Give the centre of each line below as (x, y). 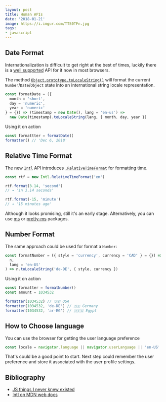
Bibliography (25, 377)
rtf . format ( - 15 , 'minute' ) (33, 200)
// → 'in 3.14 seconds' (30, 191)
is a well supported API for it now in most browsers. (58, 70)
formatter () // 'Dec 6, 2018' (36, 140)
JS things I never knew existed (43, 390)
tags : (11, 28)
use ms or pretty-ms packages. (37, 219)
